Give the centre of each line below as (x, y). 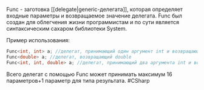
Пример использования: (38, 40)
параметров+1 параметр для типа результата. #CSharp (78, 80)
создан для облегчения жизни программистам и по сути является (93, 22)
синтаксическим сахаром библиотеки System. (67, 28)
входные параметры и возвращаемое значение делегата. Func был (94, 16)
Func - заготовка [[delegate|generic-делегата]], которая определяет (95, 9)
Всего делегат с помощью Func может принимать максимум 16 (89, 74)
